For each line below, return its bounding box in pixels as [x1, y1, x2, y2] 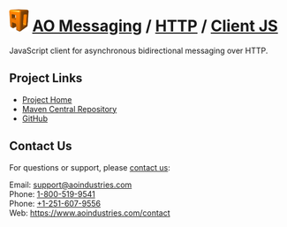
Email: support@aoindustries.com [9, 179, 132, 190]
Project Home [21, 94, 72, 105]
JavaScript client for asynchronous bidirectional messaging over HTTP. [9, 45, 268, 56]
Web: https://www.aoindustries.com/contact [9, 208, 170, 218]
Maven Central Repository [21, 103, 117, 114]
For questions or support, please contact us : [9, 162, 170, 172]
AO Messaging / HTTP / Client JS [32, 16, 278, 36]
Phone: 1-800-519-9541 [9, 188, 95, 199]
